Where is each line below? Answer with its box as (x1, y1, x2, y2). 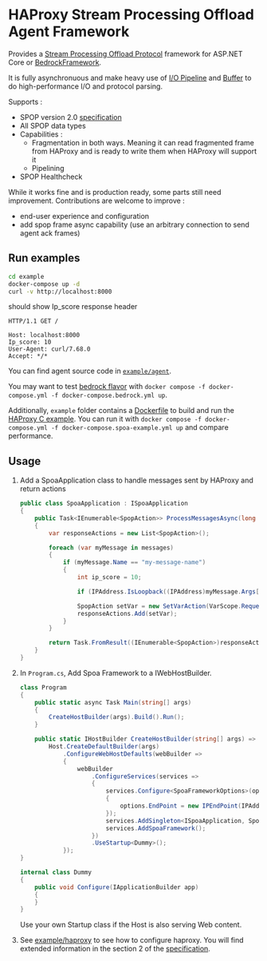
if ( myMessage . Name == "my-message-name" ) (62, 558, 206, 566)
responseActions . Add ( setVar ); (77, 610, 178, 618)
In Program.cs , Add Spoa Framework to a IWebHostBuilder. (19, 668, 213, 677)
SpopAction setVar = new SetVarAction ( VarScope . (77, 602, 241, 610)
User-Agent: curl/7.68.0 (8, 345, 91, 353)
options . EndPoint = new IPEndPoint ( (120, 802, 241, 810)
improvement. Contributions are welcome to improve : (8, 196, 185, 205)
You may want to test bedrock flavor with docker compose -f (8, 382, 206, 391)
